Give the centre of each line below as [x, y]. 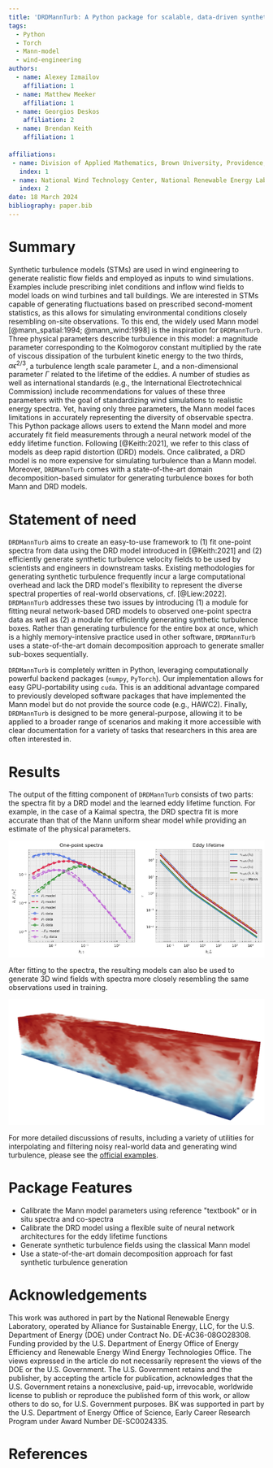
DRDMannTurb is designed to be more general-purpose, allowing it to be [126, 713]
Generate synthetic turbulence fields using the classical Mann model [135, 1244]
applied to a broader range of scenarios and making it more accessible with [135, 722]
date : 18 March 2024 [43, 198]
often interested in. [40, 739]
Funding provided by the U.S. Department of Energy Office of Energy [124, 1343]
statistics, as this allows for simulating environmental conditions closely [128, 312]
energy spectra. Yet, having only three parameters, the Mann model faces [132, 409]
